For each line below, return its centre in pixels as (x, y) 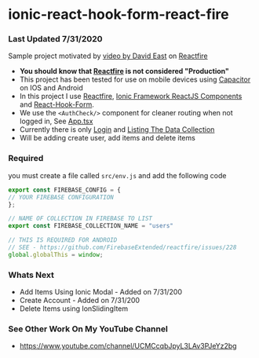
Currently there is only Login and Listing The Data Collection (117, 130)
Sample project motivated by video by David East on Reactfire (108, 56)
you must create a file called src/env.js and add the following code (117, 175)
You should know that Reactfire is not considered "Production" (124, 71)
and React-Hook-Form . (57, 104)
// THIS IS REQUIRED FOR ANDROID (63, 240)
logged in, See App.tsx (56, 121)
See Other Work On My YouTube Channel (88, 329)
